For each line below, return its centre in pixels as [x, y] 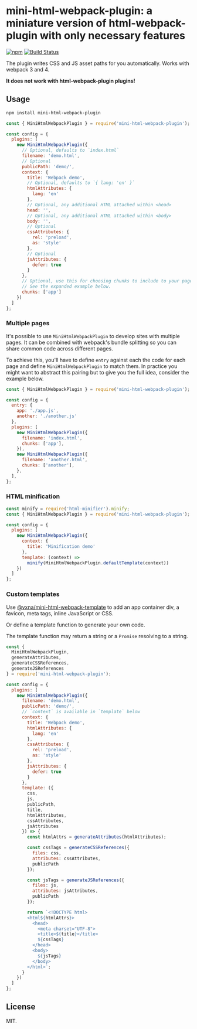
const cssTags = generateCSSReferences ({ [79, 848]
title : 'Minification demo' [61, 547]
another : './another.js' [47, 416]
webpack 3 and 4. [28, 69]
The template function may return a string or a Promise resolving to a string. [97, 636]
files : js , [45, 885]
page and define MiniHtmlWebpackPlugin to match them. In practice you [92, 366]
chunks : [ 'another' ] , [48, 465]
